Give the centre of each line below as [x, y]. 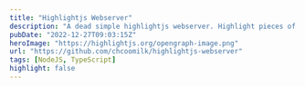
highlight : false [42, 69]
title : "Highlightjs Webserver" [71, 18]
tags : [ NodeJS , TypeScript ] [63, 60]
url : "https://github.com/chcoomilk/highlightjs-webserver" [126, 52]
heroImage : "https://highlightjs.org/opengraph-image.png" [124, 43]
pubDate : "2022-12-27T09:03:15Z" [73, 34]
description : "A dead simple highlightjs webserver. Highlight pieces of [153, 26]
